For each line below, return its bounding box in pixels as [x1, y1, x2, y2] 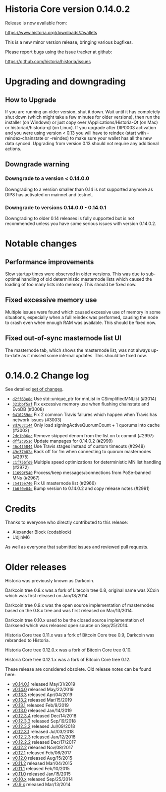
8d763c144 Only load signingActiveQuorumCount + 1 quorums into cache [12, 422, 160, 428]
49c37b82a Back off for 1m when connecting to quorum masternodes [12, 449, 152, 455]
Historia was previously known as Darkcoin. [5, 578, 95, 584]
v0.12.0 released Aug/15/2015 [12, 755, 73, 761]
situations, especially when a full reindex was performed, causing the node [5, 314, 159, 320]
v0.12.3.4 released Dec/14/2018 [12, 713, 77, 719]
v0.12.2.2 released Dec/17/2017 [12, 739, 76, 745]
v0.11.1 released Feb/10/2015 [12, 766, 70, 772]
